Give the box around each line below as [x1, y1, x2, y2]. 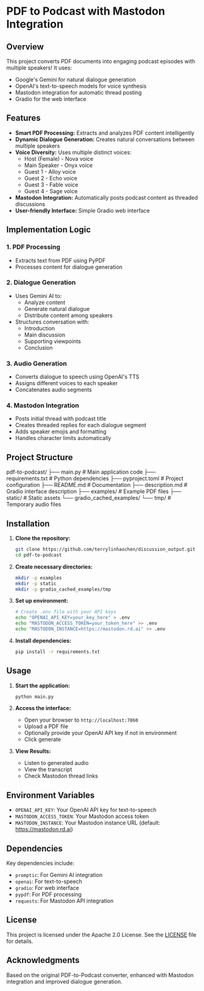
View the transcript [24, 766, 72, 773]
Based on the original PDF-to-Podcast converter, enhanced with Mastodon [6, 971, 194, 979]
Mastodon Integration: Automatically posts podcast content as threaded [15, 194, 198, 201]
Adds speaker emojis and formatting [15, 428, 107, 435]
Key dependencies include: [6, 859, 75, 867]
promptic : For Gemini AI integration [15, 872, 103, 879]
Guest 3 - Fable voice [24, 181, 79, 188]
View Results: [15, 748, 51, 755]
